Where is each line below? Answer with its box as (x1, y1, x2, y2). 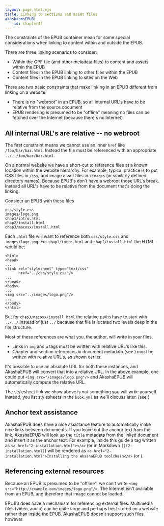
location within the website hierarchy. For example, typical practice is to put (5, 167, 158, 173)
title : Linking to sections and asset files (5, 12, 98, 17)
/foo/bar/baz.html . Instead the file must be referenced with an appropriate (5, 148, 157, 153)
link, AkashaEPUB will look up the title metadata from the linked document (5, 432, 159, 438)
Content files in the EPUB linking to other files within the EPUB (12, 70, 138, 75)
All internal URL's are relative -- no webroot (5, 129, 140, 137)
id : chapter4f (14, 21, 43, 26)
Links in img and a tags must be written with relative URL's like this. (12, 343, 147, 349)
